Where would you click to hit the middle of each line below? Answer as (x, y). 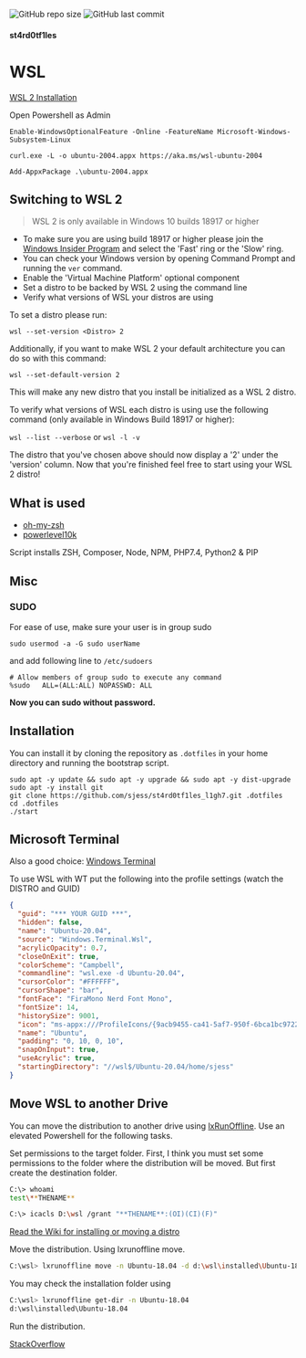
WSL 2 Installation (43, 97)
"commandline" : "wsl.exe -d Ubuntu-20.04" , (101, 974)
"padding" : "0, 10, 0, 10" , (71, 1041)
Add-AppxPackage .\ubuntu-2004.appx (79, 172)
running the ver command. (72, 268)
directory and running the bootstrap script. (89, 763)
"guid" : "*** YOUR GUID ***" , (75, 914)
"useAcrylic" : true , (56, 1058)
